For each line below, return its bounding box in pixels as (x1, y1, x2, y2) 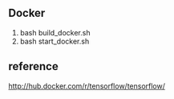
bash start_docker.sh (19, 36, 90, 46)
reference (8, 60, 59, 73)
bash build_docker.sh (19, 27, 91, 37)
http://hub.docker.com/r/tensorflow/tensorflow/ (8, 80, 166, 91)
